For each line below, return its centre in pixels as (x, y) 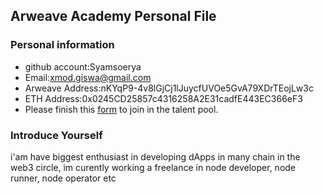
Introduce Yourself (56, 135)
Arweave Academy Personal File (113, 16)
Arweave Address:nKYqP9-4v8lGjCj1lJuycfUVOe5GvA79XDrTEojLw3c (169, 88)
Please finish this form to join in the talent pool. (121, 109)
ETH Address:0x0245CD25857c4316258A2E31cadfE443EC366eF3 (163, 98)
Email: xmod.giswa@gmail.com (88, 77)
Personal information (62, 45)
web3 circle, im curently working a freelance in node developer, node (153, 167)
